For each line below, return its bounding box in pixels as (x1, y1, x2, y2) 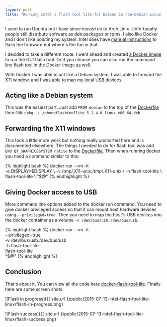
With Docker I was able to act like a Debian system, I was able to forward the (5, 71, 162, 77)
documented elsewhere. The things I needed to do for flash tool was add (5, 143, 154, 149)
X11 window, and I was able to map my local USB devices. (5, 77, 123, 83)
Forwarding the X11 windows (5, 124, 96, 133)
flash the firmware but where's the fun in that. (5, 41, 99, 47)
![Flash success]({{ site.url (5, 311, 60, 317)
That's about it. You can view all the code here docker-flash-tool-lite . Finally (5, 281, 161, 287)
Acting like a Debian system (5, 91, 93, 100)
